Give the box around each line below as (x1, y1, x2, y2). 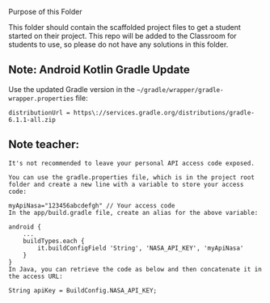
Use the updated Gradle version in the (8, 84, 135, 94)
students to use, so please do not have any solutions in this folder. (8, 40, 229, 49)
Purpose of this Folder (8, 7, 82, 16)
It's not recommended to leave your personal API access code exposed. (8, 159, 255, 167)
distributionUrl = (8, 108, 70, 116)
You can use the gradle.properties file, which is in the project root (8, 173, 255, 181)
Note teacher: (8, 137, 79, 152)
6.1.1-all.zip (8, 116, 57, 124)
